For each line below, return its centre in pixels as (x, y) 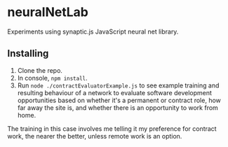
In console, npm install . (52, 78)
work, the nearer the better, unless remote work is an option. (95, 136)
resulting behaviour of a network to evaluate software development (115, 92)
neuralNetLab (48, 12)
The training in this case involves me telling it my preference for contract (112, 128)
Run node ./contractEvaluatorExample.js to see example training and (118, 85)
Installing (28, 54)
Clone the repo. (40, 70)
